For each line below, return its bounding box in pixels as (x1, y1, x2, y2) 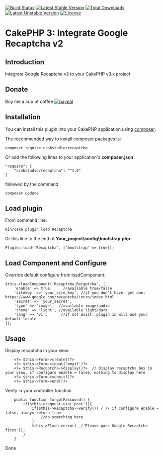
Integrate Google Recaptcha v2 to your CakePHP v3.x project (5, 71, 131, 77)
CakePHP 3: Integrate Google (5, 27, 128, 39)
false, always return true (5, 410, 61, 415)
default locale (5, 316, 37, 322)
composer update (5, 190, 39, 196)
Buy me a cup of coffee (5, 98, 53, 104)
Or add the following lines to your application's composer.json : (5, 154, 135, 160)
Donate (5, 85, 28, 94)
